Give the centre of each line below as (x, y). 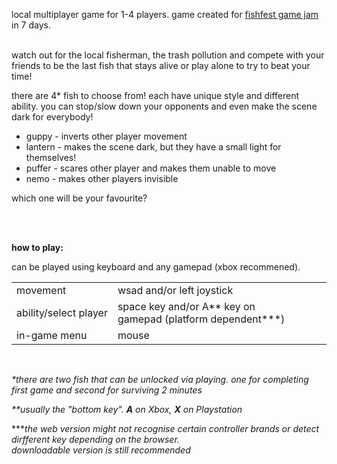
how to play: (37, 247)
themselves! (51, 157)
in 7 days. (31, 25)
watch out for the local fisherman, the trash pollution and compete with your (168, 55)
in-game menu (52, 335)
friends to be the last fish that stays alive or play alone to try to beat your (161, 65)
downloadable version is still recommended (101, 450)
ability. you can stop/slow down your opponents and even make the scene (164, 106)
